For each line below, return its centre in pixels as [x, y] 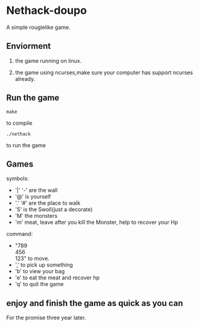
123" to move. [32, 259]
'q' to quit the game [39, 284]
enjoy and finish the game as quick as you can [95, 303]
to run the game [26, 145]
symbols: [17, 179]
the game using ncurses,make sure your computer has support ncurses [104, 72]
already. [25, 78]
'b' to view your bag [40, 271]
